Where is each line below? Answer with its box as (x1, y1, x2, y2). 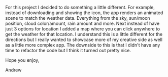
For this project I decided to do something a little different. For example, (5, 5, 155, 10)
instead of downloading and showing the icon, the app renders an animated (5, 10, 163, 16)
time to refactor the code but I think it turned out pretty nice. (5, 48, 131, 53)
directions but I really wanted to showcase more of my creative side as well (5, 36, 162, 43)
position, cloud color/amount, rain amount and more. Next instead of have (5, 20, 160, 26)
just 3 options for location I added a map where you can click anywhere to (5, 26, 160, 32)
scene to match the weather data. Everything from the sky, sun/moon (5, 15, 151, 21)
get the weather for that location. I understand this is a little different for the (5, 31, 163, 37)
